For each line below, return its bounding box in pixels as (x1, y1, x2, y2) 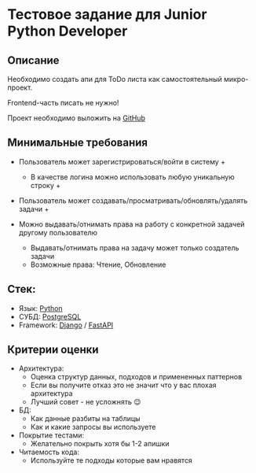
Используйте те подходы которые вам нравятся (30, 456, 193, 465)
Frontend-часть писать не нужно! (7, 98, 119, 107)
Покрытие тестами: (18, 431, 85, 440)
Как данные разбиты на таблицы (30, 414, 141, 423)
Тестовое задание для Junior (7, 6, 207, 24)
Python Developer (7, 22, 128, 40)
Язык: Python (18, 303, 64, 312)
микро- (223, 75, 249, 83)
